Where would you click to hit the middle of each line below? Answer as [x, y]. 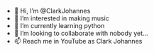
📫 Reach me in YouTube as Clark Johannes [78, 41]
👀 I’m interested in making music [62, 18]
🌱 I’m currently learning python [59, 26]
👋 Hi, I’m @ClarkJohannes [52, 11]
